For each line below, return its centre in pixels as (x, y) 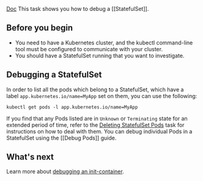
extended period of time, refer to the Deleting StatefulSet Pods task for (95, 125)
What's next (30, 157)
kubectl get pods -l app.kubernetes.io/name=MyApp (72, 107)
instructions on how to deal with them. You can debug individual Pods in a (99, 131)
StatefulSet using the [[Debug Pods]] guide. (61, 138)
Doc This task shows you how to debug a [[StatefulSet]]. (78, 9)
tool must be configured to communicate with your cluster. (89, 49)
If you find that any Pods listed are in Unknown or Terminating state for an (97, 118)
